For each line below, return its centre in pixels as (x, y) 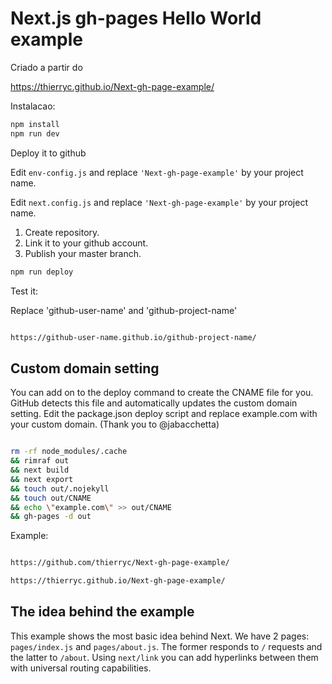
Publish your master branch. (83, 253)
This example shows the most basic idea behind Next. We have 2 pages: (160, 636)
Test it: (24, 291)
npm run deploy (42, 272)
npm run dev (35, 133)
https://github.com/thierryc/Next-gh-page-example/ (120, 563)
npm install (35, 124)
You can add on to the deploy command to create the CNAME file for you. (162, 393)
